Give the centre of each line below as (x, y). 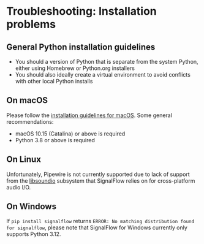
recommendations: (30, 121)
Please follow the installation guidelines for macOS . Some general (89, 115)
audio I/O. (19, 187)
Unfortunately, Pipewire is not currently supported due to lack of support (98, 174)
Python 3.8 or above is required (55, 140)
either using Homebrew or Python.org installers (75, 68)
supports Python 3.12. (34, 234)
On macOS (27, 100)
